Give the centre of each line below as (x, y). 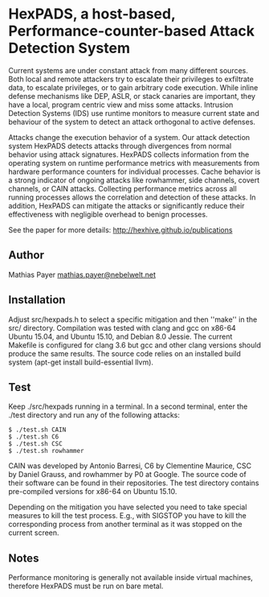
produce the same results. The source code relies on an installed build (124, 353)
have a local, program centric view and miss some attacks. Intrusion (121, 105)
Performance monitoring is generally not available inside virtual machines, (130, 578)
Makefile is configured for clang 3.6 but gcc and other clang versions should (134, 345)
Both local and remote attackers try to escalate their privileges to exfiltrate (131, 79)
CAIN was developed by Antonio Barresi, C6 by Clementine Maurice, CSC (130, 466)
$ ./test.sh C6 (34, 437)
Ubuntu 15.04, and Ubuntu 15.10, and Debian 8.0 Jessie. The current (120, 336)
